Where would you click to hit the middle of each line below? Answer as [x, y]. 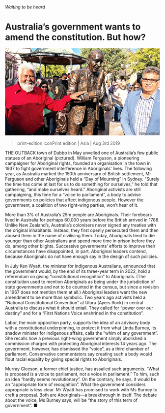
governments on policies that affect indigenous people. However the [74, 200]
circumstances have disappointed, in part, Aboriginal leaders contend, [76, 252]
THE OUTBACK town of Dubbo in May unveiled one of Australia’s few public [82, 153]
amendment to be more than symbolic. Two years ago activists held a [75, 297]
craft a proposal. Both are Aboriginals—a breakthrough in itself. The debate [81, 395]
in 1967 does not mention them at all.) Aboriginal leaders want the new [76, 292]
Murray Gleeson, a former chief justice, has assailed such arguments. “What [82, 369]
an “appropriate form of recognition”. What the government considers [75, 384]
